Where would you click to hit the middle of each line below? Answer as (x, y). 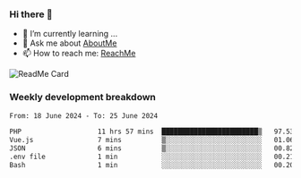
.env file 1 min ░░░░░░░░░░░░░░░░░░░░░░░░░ (136, 157)
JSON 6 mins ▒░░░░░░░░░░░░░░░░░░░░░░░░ (136, 148)
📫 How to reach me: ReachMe (79, 54)
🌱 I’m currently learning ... (70, 34)
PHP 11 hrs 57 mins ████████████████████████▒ (136, 132)
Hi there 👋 (31, 14)
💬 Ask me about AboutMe (69, 43)
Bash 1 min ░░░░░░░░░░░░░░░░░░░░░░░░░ (136, 165)
